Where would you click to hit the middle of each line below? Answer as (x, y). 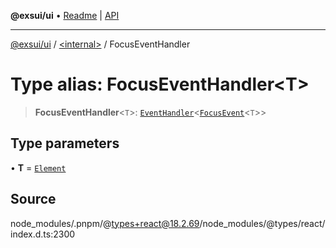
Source (33, 199)
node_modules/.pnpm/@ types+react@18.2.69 (105, 223)
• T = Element (38, 167)
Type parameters (65, 143)
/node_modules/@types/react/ (262, 223)
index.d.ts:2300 (43, 234)
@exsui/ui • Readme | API (65, 15)
